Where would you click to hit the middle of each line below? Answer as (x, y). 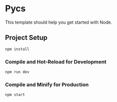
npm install (17, 49)
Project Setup (26, 38)
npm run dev (17, 72)
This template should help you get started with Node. (59, 22)
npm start (15, 95)
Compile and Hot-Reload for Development (56, 62)
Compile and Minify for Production (47, 84)
